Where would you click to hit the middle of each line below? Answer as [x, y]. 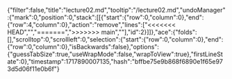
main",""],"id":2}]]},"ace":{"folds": [149, 32]
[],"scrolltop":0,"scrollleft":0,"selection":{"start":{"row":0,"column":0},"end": [115, 39]
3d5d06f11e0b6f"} [34, 69]
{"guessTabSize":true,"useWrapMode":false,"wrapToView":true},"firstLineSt [115, 54]
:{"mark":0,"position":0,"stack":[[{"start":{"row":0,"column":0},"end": [106, 17]
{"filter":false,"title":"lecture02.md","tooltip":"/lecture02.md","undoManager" [116, 10]
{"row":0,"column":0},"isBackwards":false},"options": [83, 47]
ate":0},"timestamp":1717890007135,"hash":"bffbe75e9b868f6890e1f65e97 [115, 61]
